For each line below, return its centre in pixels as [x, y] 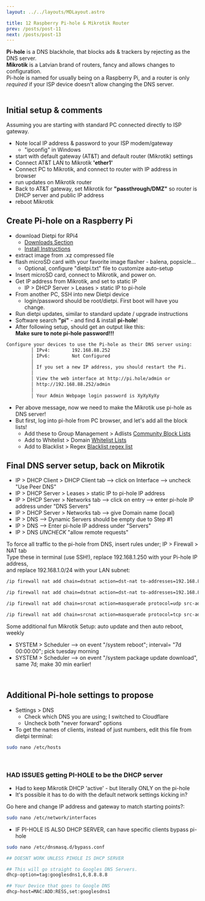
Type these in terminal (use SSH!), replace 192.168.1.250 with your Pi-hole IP [102, 557]
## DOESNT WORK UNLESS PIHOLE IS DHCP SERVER [65, 858]
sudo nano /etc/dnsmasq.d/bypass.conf [56, 847]
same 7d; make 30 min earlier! [53, 664]
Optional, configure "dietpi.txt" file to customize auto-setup [99, 268]
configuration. [24, 72]
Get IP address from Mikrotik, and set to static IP [76, 281]
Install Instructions [47, 249]
